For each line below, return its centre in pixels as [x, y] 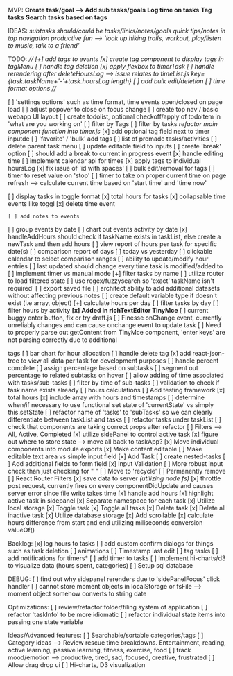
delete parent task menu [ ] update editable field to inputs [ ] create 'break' [114, 146]
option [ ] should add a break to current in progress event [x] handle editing [116, 153]
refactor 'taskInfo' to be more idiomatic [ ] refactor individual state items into [117, 614]
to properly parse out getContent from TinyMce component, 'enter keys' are [117, 332]
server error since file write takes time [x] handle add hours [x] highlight [111, 493]
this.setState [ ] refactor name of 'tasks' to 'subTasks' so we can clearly [110, 412]
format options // [32, 88]
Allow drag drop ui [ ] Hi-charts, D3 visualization [77, 665]
